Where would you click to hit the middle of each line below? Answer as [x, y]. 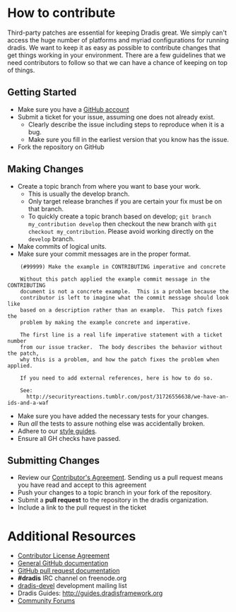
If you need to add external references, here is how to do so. [117, 378]
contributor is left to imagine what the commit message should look [125, 298]
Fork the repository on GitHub [61, 147]
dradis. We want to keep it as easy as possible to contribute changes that [114, 47]
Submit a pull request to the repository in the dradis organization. [113, 500]
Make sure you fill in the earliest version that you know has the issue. [129, 139]
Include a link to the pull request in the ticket [82, 507]
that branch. [46, 208]
